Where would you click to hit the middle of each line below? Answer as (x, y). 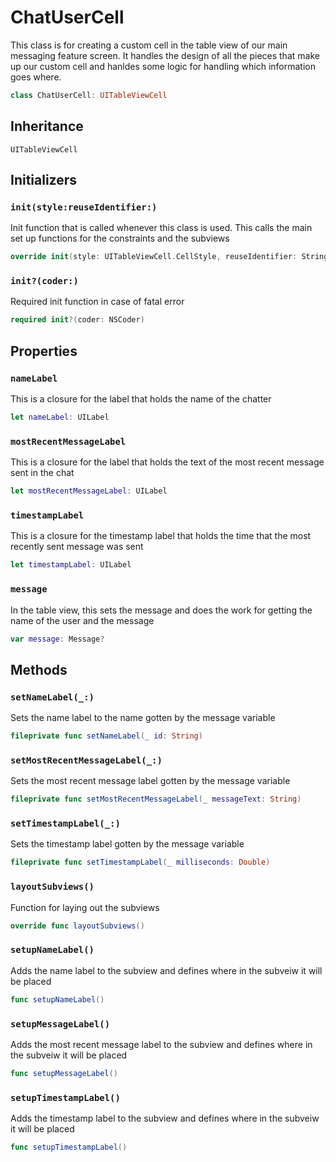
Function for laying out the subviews (85, 907)
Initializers (44, 180)
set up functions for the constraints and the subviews (120, 238)
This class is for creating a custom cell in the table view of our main (149, 45)
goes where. (36, 77)
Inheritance (47, 126)
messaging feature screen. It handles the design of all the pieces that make (165, 55)
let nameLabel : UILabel (60, 417)
